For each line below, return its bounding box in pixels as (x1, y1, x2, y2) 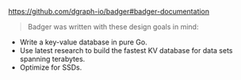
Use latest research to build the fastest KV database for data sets (19, 46, 233, 55)
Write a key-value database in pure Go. (19, 37, 148, 47)
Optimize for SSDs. (19, 63, 82, 72)
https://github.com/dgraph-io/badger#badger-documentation (8, 7, 210, 16)
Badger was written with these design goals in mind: (27, 22, 199, 31)
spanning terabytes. (19, 55, 86, 63)
